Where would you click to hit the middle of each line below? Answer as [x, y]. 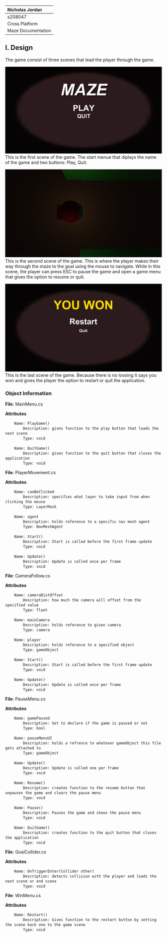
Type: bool [34, 729]
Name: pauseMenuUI [33, 738]
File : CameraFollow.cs [28, 576]
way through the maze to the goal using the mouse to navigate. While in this [83, 266]
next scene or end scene [31, 881]
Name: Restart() [31, 915]
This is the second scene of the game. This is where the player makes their [82, 261]
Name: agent [26, 517]
